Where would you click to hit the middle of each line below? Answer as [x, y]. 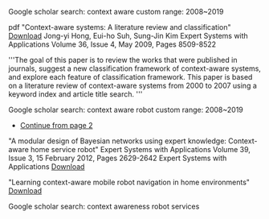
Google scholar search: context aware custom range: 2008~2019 [116, 12]
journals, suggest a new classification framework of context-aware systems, [134, 68]
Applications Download [47, 167]
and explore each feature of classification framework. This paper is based [130, 77]
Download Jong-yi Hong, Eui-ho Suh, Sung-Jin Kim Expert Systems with [128, 36]
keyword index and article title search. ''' [75, 94]
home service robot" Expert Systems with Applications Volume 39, [141, 149]
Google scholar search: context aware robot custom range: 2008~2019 [126, 109]
